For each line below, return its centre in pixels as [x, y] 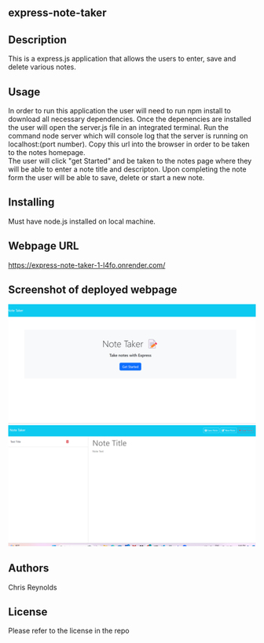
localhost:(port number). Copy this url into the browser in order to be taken [129, 144]
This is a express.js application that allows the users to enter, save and [122, 59]
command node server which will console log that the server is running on [128, 136]
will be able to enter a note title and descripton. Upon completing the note [127, 169]
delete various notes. [42, 67]
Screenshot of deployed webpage [93, 290]
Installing [31, 203]
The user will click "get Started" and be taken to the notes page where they [130, 161]
